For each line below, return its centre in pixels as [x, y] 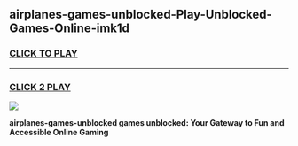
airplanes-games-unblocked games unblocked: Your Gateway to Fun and [147, 122]
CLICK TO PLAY [43, 54]
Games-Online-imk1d [70, 29]
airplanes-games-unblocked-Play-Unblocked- [141, 15]
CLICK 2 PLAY [40, 87]
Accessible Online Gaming [59, 132]
